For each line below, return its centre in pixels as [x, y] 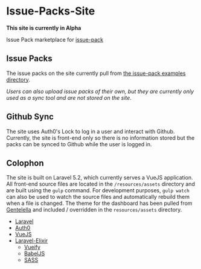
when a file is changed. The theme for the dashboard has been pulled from [99, 203]
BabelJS [34, 254]
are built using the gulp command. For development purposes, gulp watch [98, 190]
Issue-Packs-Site [51, 11]
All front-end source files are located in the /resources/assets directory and [101, 184]
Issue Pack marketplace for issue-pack [55, 39]
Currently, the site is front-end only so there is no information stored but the [101, 138]
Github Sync [30, 117]
